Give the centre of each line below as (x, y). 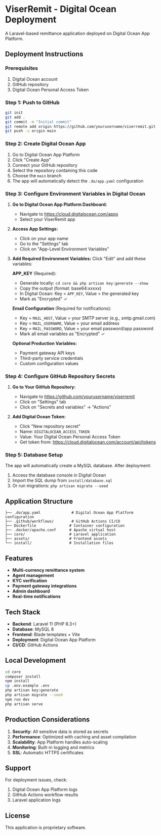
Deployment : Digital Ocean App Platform (54, 639)
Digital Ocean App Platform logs (45, 789)
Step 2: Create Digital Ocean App (45, 144)
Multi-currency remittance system (48, 570)
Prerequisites (21, 68)
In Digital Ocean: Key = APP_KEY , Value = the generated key (79, 294)
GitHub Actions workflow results (45, 795)
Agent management (33, 576)
